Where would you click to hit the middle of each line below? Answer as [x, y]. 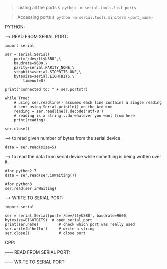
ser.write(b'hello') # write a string [50, 229]
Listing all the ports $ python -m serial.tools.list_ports [77, 7]
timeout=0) [34, 81]
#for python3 [19, 184]
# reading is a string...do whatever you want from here [75, 116]
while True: [17, 98]
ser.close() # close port [45, 233]
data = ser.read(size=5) [31, 147]
